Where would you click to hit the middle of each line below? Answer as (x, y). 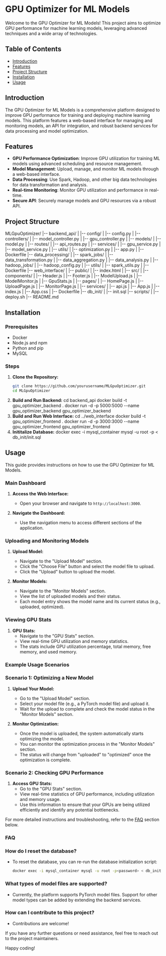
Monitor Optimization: (35, 723)
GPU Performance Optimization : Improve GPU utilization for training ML (86, 159)
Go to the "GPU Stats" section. (51, 789)
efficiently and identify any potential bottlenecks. (70, 810)
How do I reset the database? (41, 851)
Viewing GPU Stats (28, 620)
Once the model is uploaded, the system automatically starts (82, 733)
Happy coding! (20, 948)
